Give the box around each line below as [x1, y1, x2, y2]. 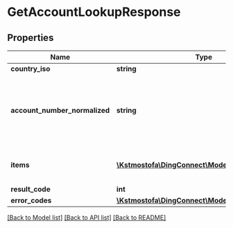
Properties [7, 32, 54, 44]
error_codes [10, 195, 52, 205]
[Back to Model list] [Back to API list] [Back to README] [7, 213, 166, 222]
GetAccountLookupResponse [7, 4, 182, 20]
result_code [10, 184, 51, 194]
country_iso [10, 64, 51, 73]
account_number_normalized [10, 105, 110, 115]
